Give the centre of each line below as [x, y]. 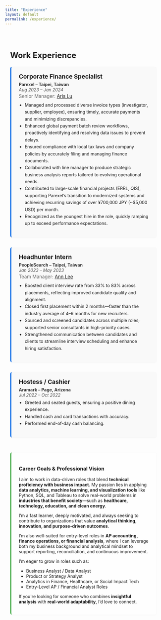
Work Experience [43, 55]
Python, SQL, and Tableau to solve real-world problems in [78, 496]
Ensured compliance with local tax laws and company [80, 147]
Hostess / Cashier [45, 382]
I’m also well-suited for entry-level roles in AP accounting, [79, 536]
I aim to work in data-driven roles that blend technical [74, 480]
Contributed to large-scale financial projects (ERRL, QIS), [83, 188]
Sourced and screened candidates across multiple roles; [82, 320]
